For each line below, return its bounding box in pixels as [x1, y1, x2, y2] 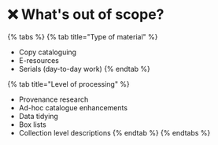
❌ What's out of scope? [7, 6, 164, 24]
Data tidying [18, 111, 58, 121]
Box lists [18, 120, 46, 129]
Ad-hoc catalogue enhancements [18, 102, 127, 112]
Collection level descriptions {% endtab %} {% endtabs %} [18, 128, 211, 137]
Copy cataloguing [18, 47, 76, 57]
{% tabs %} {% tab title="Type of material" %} [7, 32, 158, 41]
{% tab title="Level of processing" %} [7, 79, 131, 88]
